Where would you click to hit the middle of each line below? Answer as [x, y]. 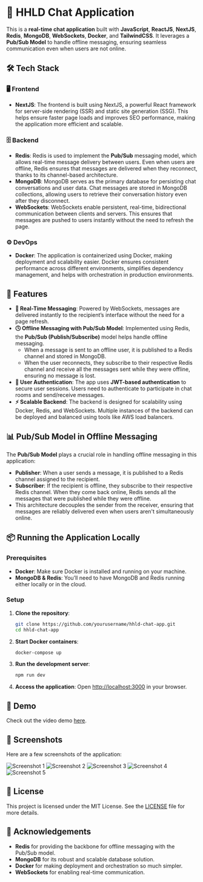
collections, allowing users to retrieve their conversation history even [101, 194]
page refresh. [32, 322]
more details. [23, 812]
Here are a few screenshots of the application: [64, 754]
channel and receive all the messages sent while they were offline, [107, 369]
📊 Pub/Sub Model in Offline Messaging [82, 437]
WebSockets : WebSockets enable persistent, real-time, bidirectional [101, 207]
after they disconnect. [42, 200]
